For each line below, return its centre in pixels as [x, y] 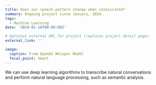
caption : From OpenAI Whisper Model [47, 54]
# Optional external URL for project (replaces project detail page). [78, 36]
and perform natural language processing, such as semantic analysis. [75, 77]
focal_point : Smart [29, 58]
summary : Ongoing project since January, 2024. [54, 14]
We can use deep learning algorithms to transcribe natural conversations [78, 72]
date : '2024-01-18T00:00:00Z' [36, 28]
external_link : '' [24, 41]
